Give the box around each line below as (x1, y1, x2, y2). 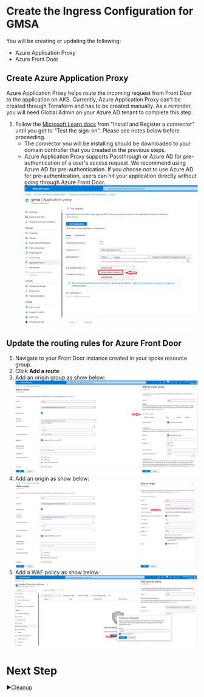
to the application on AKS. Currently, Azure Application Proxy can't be (6, 95, 181, 103)
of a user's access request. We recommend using (61, 159, 186, 167)
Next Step (6, 664, 58, 678)
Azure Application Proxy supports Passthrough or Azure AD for (24, 153, 182, 160)
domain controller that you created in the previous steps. (24, 146, 166, 153)
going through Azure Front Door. (24, 178, 106, 186)
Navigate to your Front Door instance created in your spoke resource (15, 354, 188, 362)
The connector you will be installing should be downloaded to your (24, 140, 191, 147)
